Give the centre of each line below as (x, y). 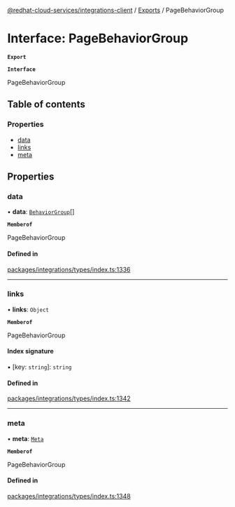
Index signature (30, 351)
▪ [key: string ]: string (40, 367)
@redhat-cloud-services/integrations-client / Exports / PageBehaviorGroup (116, 10)
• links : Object (28, 309)
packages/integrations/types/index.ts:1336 (69, 269)
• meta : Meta (26, 438)
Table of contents (46, 104)
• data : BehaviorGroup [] (41, 212)
